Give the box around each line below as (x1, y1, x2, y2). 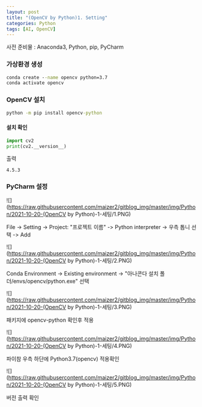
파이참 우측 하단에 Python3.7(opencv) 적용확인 (6, 355, 120, 363)
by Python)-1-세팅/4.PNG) (67, 342, 132, 349)
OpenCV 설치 (6, 96, 46, 104)
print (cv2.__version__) (6, 143, 67, 149)
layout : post (6, 9, 40, 15)
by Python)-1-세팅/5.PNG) (67, 381, 132, 388)
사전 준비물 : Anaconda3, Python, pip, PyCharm (6, 43, 124, 51)
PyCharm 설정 (6, 182, 48, 191)
